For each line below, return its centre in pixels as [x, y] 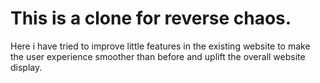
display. [26, 67]
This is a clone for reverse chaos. [151, 18]
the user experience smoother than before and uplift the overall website [158, 56]
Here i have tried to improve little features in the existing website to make [160, 46]
